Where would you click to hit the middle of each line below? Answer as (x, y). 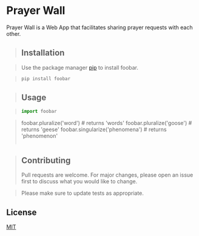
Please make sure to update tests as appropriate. (83, 193)
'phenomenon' (39, 136)
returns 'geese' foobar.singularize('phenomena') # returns (94, 130)
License (22, 212)
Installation (43, 53)
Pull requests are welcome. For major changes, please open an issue (107, 175)
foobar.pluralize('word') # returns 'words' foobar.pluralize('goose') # (106, 123)
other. (14, 33)
